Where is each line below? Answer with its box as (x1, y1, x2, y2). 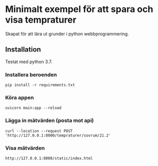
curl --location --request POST (5, 128, 73, 133)
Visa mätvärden (5, 144, 45, 151)
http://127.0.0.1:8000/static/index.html (5, 155, 93, 161)
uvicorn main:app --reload (5, 105, 62, 111)
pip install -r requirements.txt (5, 83, 75, 88)
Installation (5, 45, 41, 54)
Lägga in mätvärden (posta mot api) (5, 117, 94, 124)
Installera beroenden (5, 71, 57, 78)
